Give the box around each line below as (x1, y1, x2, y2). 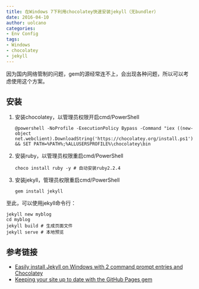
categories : (6, 25, 36, 32)
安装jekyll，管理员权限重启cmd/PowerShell (14, 176, 120, 184)
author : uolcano (6, 20, 46, 26)
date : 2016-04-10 (6, 14, 49, 20)
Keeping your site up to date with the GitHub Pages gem (14, 276, 153, 283)
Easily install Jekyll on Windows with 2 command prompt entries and (14, 263, 183, 271)
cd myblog (6, 217, 31, 223)
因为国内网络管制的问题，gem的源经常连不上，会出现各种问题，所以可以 (6, 70, 184, 77)
